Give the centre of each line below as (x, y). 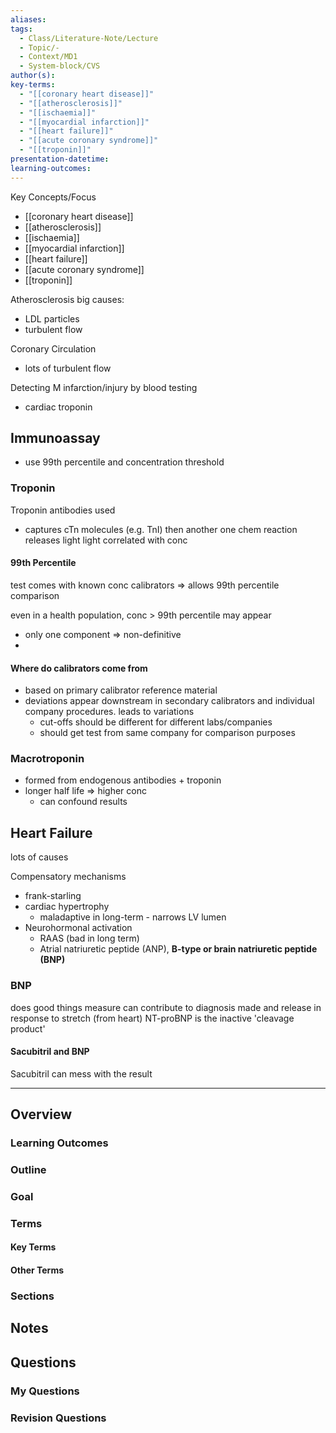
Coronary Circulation (53, 348)
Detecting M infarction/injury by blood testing (104, 387)
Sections (32, 1296)
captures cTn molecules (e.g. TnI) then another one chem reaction (161, 529)
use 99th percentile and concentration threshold (124, 462)
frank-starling (53, 896)
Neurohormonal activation (78, 928)
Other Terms (37, 1270)
